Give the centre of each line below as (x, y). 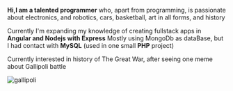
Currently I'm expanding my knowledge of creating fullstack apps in (104, 31)
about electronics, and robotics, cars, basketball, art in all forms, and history (116, 17)
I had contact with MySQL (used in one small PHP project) (91, 45)
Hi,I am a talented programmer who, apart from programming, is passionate (116, 10)
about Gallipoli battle (37, 66)
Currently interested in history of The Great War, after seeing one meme (110, 59)
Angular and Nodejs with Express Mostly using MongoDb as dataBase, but (115, 38)
